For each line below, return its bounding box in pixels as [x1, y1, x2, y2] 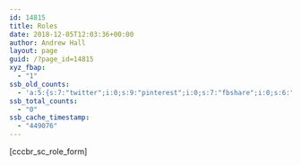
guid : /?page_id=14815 [9, 55, 94, 64]
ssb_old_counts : [9, 80, 70, 89]
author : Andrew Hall [9, 38, 87, 48]
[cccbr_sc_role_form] [9, 146, 88, 157]
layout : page [9, 47, 58, 56]
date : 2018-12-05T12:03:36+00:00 [9, 30, 134, 39]
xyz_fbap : [9, 64, 47, 73]
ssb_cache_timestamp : [9, 113, 90, 122]
